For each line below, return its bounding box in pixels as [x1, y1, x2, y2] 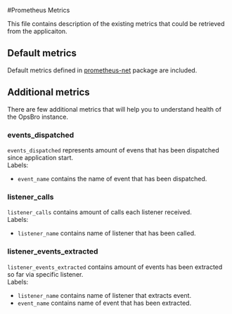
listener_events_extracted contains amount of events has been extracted [7, 263, 223, 271]
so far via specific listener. [7, 270, 84, 278]
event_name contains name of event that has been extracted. [17, 299, 192, 307]
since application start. [7, 153, 74, 162]
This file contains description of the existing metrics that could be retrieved [7, 20, 225, 27]
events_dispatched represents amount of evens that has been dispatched [7, 145, 219, 154]
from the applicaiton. [7, 27, 68, 35]
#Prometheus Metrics [7, 6, 70, 14]
